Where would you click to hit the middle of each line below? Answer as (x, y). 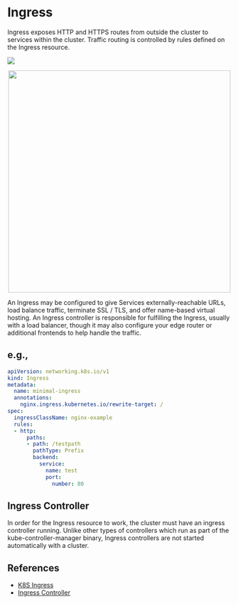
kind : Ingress (28, 378)
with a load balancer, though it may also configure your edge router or (110, 325)
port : (53, 477)
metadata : (22, 384)
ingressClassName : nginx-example (63, 417)
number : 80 (68, 484)
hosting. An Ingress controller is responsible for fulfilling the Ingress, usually (119, 318)
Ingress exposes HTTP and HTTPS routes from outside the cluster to (108, 32)
